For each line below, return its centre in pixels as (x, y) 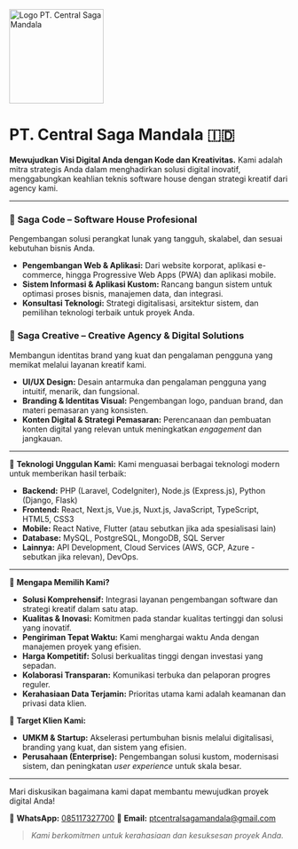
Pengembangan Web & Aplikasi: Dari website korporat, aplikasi (139, 266)
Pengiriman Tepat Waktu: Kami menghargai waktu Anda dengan (141, 637)
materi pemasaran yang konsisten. (85, 410)
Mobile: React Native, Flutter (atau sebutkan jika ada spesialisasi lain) (149, 528)
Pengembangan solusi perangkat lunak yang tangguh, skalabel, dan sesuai (146, 239)
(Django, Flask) (50, 500)
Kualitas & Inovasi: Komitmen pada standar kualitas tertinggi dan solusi (153, 618)
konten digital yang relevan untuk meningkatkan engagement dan (142, 429)
